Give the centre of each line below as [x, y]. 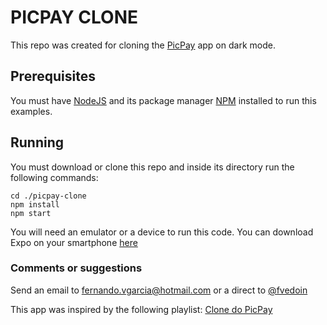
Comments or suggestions [76, 268]
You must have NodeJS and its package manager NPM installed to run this [163, 100]
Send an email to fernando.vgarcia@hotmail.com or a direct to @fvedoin [159, 290]
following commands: [54, 177]
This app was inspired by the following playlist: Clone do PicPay [141, 309]
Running [37, 142]
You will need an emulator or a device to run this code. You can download [162, 232]
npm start [31, 213]
